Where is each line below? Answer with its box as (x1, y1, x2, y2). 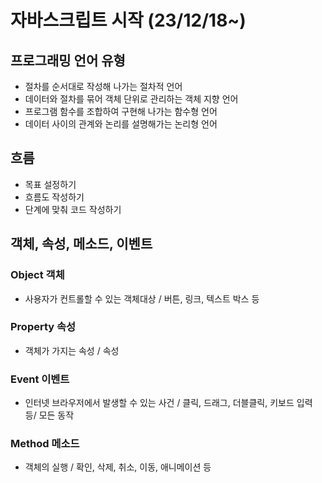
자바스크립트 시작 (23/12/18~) (10, 9, 247, 32)
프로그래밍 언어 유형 (10, 52, 126, 69)
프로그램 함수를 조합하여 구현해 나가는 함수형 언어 (24, 106, 218, 117)
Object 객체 (10, 268, 65, 282)
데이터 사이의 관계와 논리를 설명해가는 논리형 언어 (24, 118, 218, 130)
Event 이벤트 (10, 372, 70, 386)
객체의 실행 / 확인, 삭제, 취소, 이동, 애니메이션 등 (24, 461, 212, 473)
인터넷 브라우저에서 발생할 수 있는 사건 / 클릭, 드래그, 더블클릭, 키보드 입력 (24, 397, 313, 409)
